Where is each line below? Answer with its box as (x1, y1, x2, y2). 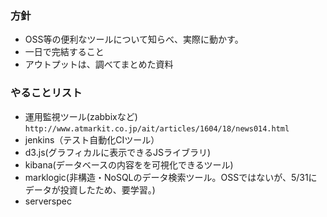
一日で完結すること (24, 46, 105, 58)
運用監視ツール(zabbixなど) (24, 110, 138, 122)
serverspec (24, 195, 72, 207)
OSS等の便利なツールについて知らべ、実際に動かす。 (24, 33, 244, 46)
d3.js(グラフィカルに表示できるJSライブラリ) (24, 146, 212, 158)
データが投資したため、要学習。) (24, 183, 156, 196)
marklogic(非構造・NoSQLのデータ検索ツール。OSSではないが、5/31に (24, 171, 318, 183)
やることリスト (10, 86, 83, 100)
